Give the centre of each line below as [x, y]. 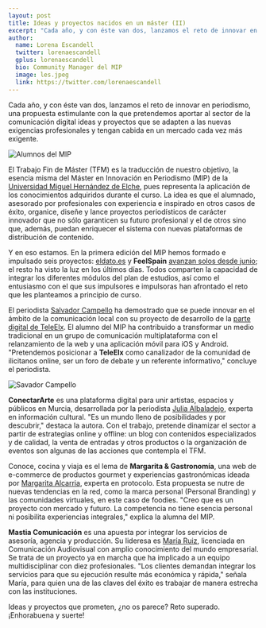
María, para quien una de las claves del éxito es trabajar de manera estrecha [133, 583]
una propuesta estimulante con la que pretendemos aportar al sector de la [130, 113]
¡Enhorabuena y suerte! [46, 615]
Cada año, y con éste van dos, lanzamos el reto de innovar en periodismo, [130, 105]
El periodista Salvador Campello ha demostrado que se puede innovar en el [132, 310]
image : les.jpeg [42, 75]
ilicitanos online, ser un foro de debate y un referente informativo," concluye [133, 361]
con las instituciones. [43, 591]
